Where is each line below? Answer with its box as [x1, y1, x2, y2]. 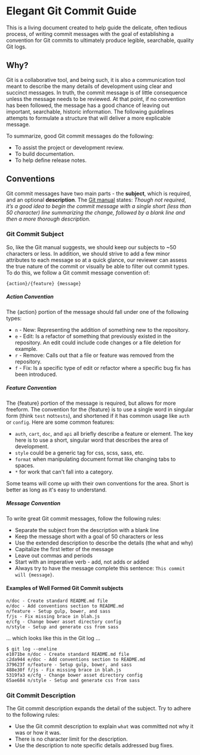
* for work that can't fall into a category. [14, 468, 113, 475]
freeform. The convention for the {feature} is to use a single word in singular [6, 405, 194, 413]
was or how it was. [14, 729, 61, 736]
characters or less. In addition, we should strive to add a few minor [6, 250, 170, 257]
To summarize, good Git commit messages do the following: [6, 132, 154, 139]
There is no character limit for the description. [14, 735, 128, 742]
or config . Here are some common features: [6, 418, 115, 426]
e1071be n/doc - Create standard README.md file [6, 651, 130, 657]
